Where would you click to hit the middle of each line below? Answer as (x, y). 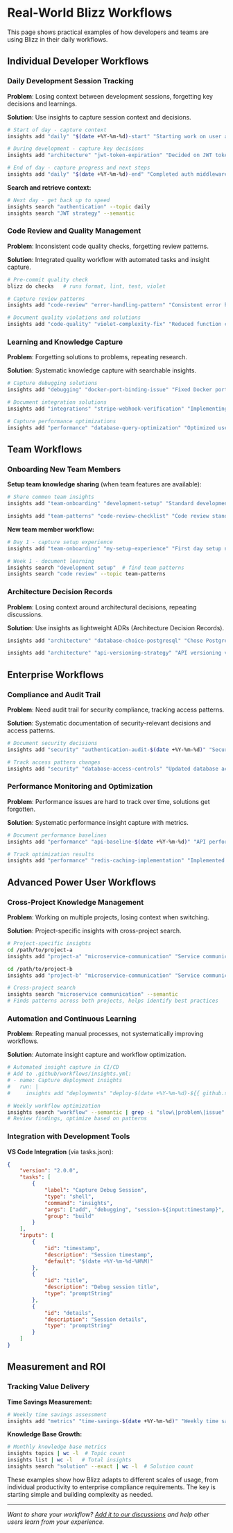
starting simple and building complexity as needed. (80, 1494)
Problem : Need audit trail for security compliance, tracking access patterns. (116, 710)
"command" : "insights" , (78, 1203)
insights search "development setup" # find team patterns (96, 568)
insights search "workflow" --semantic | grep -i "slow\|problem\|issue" (116, 1112)
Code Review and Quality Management (74, 231)
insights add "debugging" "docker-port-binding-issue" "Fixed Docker (110, 390)
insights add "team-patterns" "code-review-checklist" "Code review (108, 516)
